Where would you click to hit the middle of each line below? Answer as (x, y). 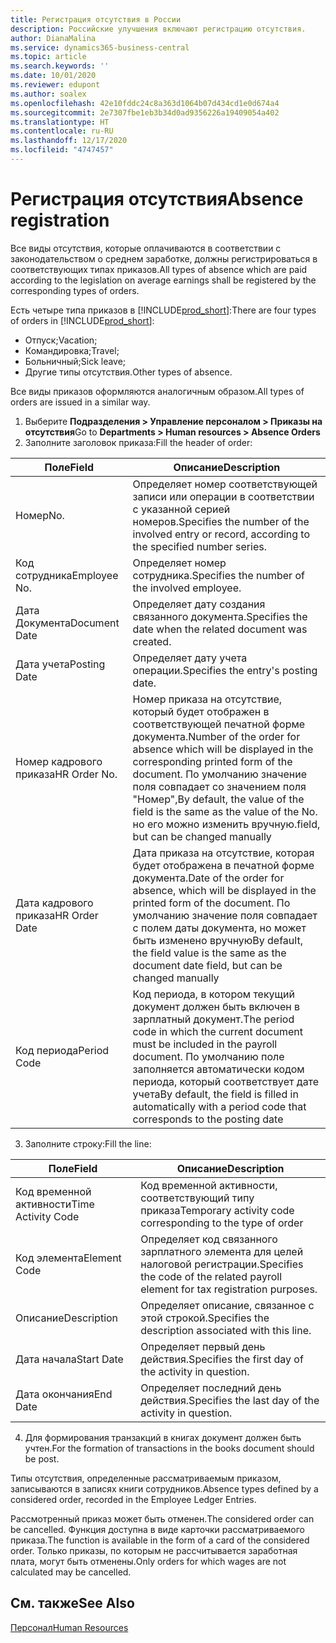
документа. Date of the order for (208, 878)
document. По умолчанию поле (208, 1056)
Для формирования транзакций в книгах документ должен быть (163, 1437)
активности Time (55, 1204)
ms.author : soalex (48, 94)
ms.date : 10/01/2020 (53, 76)
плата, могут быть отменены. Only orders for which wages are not (148, 1561)
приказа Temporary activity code (217, 1210)
